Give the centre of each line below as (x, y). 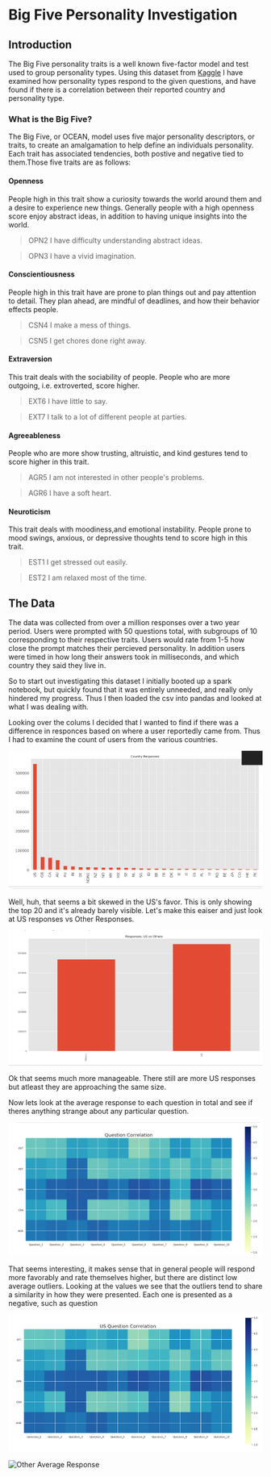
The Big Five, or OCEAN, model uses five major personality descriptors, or (132, 137)
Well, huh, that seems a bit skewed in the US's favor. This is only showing (130, 902)
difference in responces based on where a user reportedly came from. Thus (134, 731)
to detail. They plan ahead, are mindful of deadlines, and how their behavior (134, 301)
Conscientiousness (42, 274)
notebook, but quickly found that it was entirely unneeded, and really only (131, 690)
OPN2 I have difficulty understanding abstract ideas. (115, 240)
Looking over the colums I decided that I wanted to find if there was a (124, 723)
